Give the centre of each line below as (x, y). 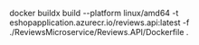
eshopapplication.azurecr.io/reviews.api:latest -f (99, 22)
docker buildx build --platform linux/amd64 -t (94, 13)
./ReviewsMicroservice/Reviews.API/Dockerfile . (99, 32)
